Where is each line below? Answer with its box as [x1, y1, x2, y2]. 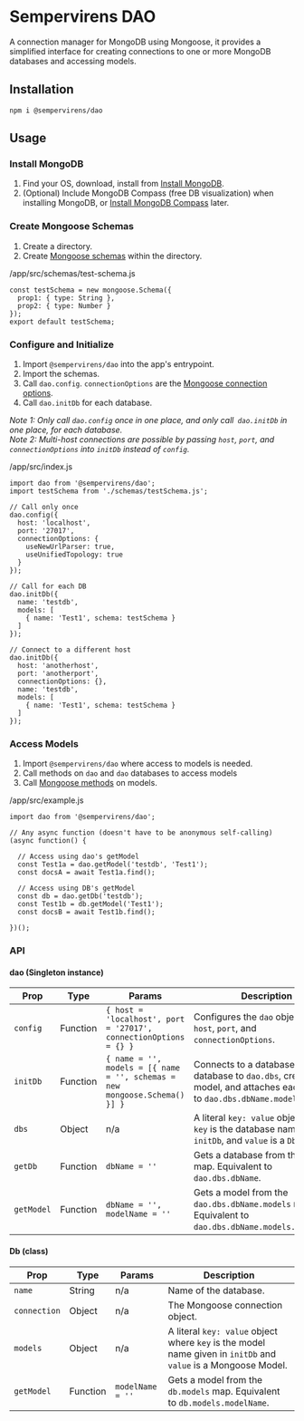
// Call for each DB [9, 582, 88, 591]
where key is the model [167, 1336, 265, 1348]
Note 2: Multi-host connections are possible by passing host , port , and [9, 434, 275, 445]
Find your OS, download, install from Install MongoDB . [22, 179, 224, 189]
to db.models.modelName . [167, 1396, 270, 1408]
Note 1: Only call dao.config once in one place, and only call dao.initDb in [9, 415, 288, 426]
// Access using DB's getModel [17, 884, 136, 894]
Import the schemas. [22, 369, 100, 380]
